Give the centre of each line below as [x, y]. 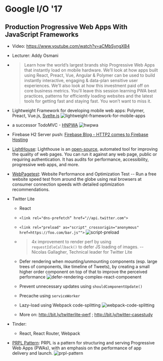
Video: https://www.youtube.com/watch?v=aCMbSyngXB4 [71, 46]
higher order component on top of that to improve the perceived [83, 272]
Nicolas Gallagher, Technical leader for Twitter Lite [82, 252]
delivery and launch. [33, 353]
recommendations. [31, 189]
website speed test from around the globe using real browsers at [77, 179]
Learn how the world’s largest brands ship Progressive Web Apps [90, 65]
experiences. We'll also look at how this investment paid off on [87, 86]
